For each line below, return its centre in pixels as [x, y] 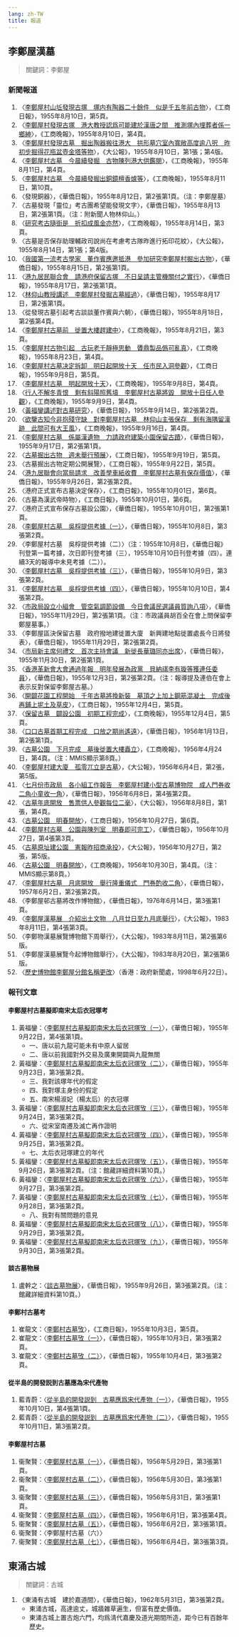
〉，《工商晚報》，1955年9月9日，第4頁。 [83, 401]
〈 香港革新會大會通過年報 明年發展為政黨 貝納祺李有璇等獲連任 [115, 668]
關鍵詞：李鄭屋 [47, 70]
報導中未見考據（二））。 [75, 561]
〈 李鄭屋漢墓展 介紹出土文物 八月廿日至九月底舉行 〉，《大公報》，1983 [124, 918]
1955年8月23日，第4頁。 [70, 357]
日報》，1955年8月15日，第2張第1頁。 [79, 267]
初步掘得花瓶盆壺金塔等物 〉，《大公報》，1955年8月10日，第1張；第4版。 [122, 151]
